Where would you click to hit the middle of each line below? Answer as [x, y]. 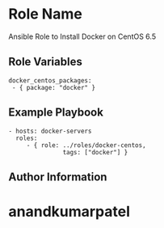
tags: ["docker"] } [95, 152]
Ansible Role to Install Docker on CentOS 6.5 [82, 36]
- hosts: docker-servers [50, 131]
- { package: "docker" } [53, 87]
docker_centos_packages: [50, 80]
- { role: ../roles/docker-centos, [86, 145]
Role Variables [45, 62]
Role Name [45, 14]
